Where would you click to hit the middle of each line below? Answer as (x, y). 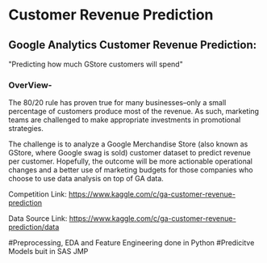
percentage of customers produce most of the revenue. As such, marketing (134, 112)
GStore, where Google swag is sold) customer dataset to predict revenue (130, 153)
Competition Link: (38, 194)
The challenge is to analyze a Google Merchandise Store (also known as (128, 144)
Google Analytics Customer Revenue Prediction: (133, 45)
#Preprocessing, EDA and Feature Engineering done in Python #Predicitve (131, 243)
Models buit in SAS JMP (48, 252)
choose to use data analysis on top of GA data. (86, 179)
